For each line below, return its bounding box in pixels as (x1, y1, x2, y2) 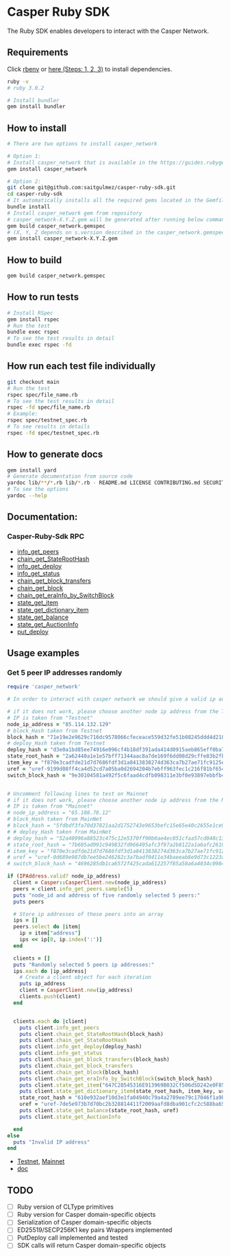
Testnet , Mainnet (16, 1157, 65, 1166)
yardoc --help (7, 492, 48, 499)
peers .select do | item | (13, 923, 81, 930)
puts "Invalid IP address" (13, 1139, 90, 1146)
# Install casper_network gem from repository (7, 210, 142, 217)
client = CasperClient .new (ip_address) (19, 987, 133, 994)
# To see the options (7, 486, 69, 493)
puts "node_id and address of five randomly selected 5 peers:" (13, 892, 201, 899)
